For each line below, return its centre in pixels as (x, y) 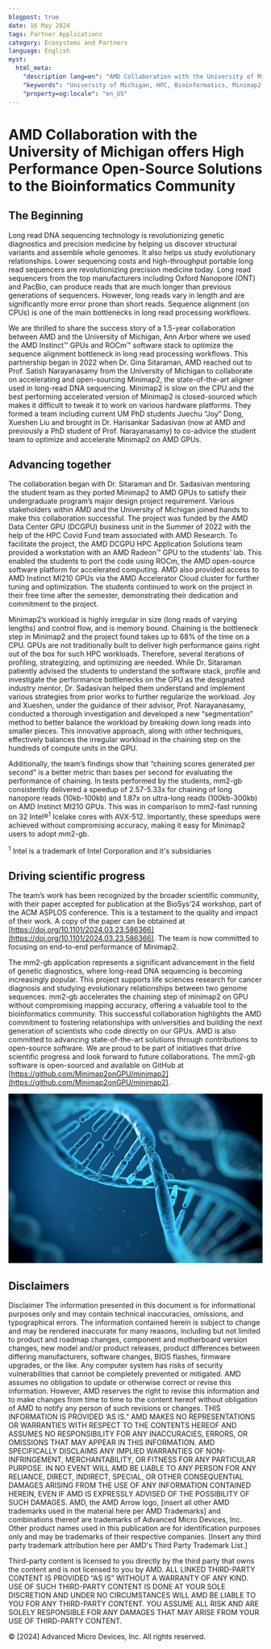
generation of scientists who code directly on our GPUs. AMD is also (122, 1031)
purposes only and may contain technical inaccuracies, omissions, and (126, 1314)
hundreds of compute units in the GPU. (73, 748)
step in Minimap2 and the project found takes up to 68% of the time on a (129, 637)
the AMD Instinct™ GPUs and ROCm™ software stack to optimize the (121, 345)
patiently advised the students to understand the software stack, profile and (134, 671)
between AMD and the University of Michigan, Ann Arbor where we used (129, 336)
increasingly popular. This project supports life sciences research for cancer (135, 979)
